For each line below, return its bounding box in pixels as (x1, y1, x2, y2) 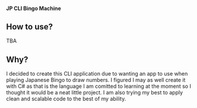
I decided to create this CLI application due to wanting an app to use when (6, 70, 188, 77)
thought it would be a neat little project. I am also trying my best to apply (6, 89, 183, 96)
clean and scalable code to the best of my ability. (6, 95, 126, 103)
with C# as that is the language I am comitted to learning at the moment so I (6, 83, 192, 90)
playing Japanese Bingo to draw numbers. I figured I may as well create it (6, 77, 186, 84)
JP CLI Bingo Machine (6, 5, 61, 12)
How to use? (6, 21, 53, 32)
